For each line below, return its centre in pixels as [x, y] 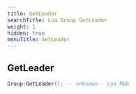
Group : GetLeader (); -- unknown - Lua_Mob [68, 84]
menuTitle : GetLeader [39, 40]
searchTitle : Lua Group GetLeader [58, 20]
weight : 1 [22, 26]
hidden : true [26, 33]
